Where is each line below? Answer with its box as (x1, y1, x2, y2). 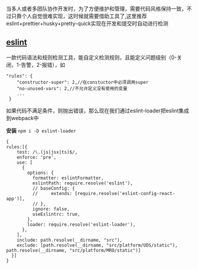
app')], (6, 196, 25, 202)
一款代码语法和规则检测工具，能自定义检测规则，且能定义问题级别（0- (6, 54, 177, 61)
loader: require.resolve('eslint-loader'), (27, 221, 136, 228)
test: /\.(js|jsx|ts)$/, (16, 149, 78, 155)
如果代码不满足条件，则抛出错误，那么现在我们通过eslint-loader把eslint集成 (6, 107, 190, 114)
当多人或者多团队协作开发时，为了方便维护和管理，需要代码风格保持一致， (6, 5, 187, 12)
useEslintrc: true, (32, 211, 81, 217)
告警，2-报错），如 (21, 61, 66, 68)
